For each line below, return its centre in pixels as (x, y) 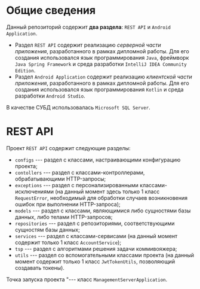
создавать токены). (39, 267)
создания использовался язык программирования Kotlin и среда (99, 89)
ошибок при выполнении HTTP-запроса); (67, 204)
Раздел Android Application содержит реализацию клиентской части (103, 77)
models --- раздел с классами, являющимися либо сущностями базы (103, 211)
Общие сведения (51, 10)
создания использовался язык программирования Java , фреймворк (102, 57)
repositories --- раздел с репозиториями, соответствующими (95, 223)
